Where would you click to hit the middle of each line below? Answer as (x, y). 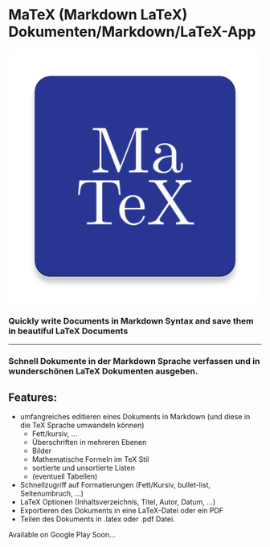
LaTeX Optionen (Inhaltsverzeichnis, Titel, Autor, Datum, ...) (118, 502)
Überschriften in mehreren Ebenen (89, 442)
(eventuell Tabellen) (65, 476)
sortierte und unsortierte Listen (83, 467)
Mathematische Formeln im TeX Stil (90, 459)
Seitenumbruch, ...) (52, 493)
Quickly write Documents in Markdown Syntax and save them (131, 320)
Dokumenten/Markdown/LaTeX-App (132, 32)
